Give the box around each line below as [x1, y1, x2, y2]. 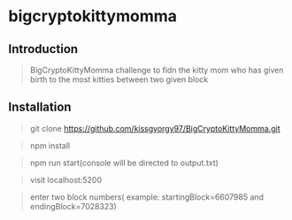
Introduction [8, 42, 79, 57]
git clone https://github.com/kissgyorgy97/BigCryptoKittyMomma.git [29, 123, 280, 133]
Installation [8, 100, 72, 115]
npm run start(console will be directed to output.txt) [29, 157, 219, 168]
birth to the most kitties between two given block [29, 74, 209, 85]
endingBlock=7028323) [29, 201, 117, 211]
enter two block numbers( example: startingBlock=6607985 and [29, 192, 265, 202]
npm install [29, 140, 71, 151]
